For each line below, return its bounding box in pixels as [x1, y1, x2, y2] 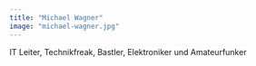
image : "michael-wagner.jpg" [9, 22, 120, 31]
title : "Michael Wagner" [9, 13, 103, 23]
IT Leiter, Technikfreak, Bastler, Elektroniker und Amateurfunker [9, 46, 247, 57]
